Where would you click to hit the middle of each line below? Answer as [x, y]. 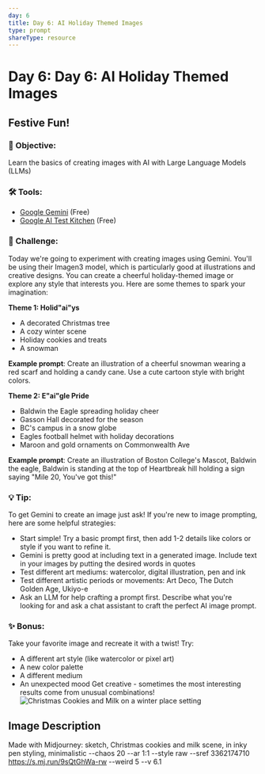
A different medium [51, 676]
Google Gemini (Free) [55, 212]
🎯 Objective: [32, 145]
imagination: [28, 292]
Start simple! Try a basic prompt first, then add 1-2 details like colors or [135, 539]
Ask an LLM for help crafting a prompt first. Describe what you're [126, 597]
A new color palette [51, 667]
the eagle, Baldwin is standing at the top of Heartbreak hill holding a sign [127, 468]
